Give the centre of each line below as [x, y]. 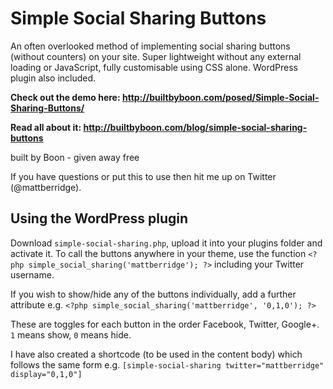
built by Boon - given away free [75, 157]
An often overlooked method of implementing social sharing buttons [150, 46]
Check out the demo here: [65, 97]
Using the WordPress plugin [99, 218]
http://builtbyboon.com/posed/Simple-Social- [220, 97]
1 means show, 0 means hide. [71, 334]
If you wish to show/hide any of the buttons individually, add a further [153, 294]
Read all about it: [46, 127]
